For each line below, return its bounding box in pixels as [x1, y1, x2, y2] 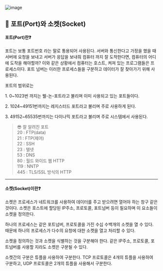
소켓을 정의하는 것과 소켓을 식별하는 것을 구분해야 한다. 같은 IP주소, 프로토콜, [5, 238, 150, 244]
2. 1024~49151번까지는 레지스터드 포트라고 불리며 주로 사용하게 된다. [5, 103, 136, 109]
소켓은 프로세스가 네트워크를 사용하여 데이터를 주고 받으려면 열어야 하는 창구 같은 [5, 199, 158, 205]
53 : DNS [16, 152, 35, 158]
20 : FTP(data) [16, 129, 46, 135]
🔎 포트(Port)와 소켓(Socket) [5, 20, 86, 28]
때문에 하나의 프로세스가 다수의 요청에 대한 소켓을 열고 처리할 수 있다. [5, 227, 136, 233]
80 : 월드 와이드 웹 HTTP [16, 157, 65, 163]
